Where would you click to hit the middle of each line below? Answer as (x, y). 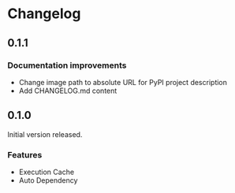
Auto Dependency (48, 180)
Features (25, 154)
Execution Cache (47, 172)
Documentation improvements (67, 65)
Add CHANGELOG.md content (68, 91)
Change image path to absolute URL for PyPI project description (123, 82)
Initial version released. (45, 134)
